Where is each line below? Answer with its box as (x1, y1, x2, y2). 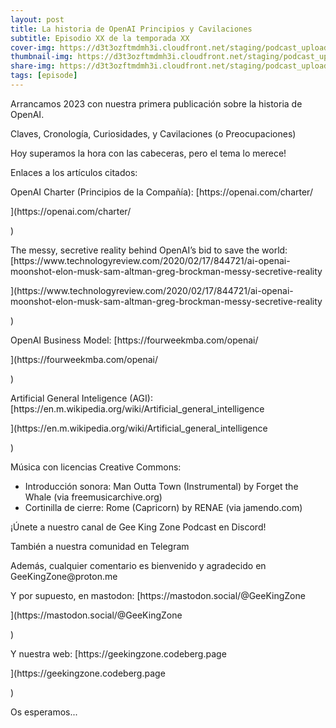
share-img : (10, 61, 56, 71)
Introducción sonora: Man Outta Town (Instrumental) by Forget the (24, 480, 299, 492)
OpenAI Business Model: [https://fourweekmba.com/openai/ (10, 334, 259, 346)
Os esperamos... (10, 706, 78, 718)
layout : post (10, 14, 65, 25)
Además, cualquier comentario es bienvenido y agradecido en (10, 559, 267, 571)
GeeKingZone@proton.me (10, 570, 118, 582)
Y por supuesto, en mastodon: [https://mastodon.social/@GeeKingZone (10, 589, 306, 601)
